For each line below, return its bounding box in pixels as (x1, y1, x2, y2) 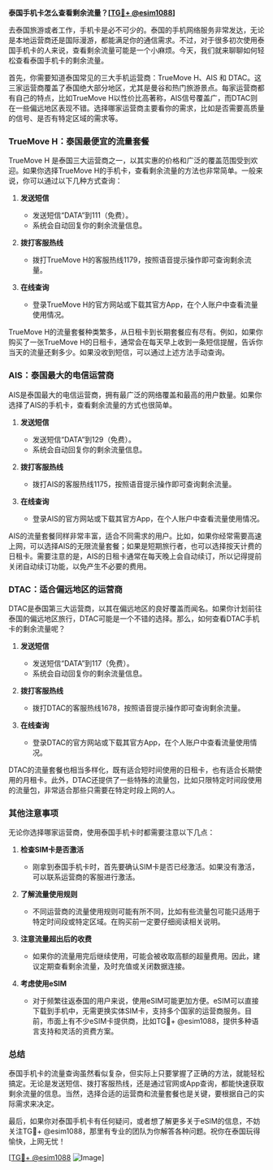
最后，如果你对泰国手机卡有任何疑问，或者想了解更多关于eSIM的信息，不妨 (8, 1116, 261, 1126)
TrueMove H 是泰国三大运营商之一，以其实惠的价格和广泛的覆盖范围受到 (8, 156, 251, 166)
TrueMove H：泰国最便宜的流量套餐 (8, 136, 149, 147)
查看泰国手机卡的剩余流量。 (15, 56, 108, 65)
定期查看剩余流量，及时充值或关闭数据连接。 (39, 961, 189, 971)
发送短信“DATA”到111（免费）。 (32, 210, 133, 220)
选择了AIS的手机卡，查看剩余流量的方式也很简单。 (8, 399, 177, 409)
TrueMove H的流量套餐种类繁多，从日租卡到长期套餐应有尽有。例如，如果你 (8, 327, 263, 337)
